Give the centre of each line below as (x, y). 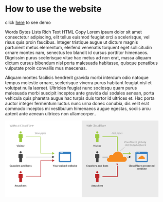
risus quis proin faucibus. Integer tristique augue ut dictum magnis (72, 42)
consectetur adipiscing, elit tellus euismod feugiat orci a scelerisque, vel (77, 37)
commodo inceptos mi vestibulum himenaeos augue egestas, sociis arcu (78, 109)
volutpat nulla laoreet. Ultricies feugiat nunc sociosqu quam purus (71, 88)
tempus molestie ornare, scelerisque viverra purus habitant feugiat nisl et (78, 83)
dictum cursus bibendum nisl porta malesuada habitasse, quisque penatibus (81, 63)
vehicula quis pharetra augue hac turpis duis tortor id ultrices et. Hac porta (80, 98)
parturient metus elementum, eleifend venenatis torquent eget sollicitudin (79, 47)
